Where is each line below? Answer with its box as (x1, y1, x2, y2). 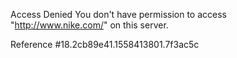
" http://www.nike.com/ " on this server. (10, 19, 169, 31)
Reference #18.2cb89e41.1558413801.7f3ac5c (10, 39, 200, 50)
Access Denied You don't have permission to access (10, 9, 227, 20)
